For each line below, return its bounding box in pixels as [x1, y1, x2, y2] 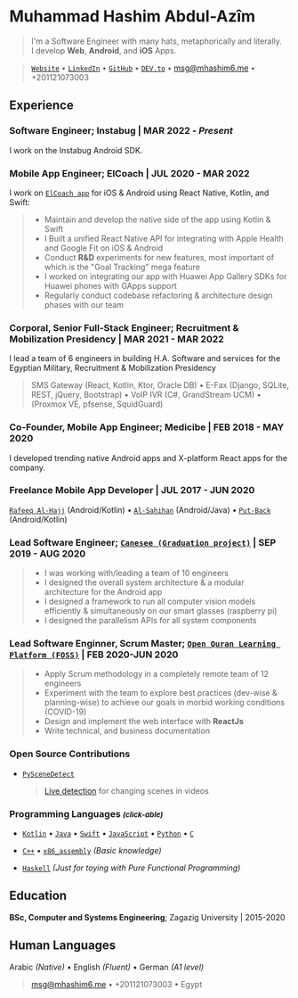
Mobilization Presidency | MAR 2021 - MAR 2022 [9, 333, 224, 345]
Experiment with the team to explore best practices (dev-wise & [44, 688, 278, 698]
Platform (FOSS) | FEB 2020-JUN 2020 [9, 648, 179, 661]
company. [9, 462, 46, 473]
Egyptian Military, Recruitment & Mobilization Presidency [9, 363, 216, 374]
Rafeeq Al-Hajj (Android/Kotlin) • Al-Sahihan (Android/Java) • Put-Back [9, 504, 271, 515]
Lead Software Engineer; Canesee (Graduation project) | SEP [9, 536, 277, 548]
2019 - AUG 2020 [9, 547, 86, 559]
